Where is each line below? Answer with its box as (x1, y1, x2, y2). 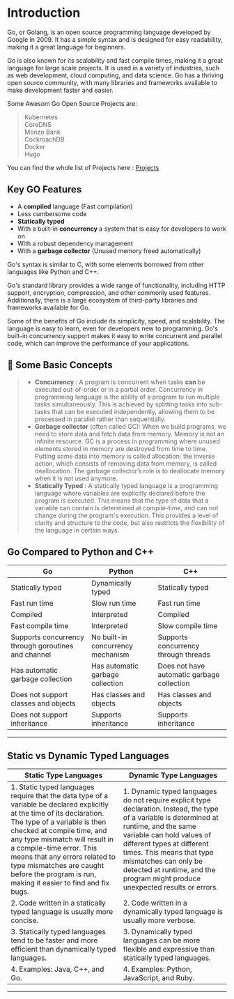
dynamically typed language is (123, 907, 223, 917)
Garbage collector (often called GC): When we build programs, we (34, 422, 226, 430)
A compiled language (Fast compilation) (17, 202, 133, 211)
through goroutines (10, 641, 74, 651)
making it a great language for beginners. (7, 43, 126, 51)
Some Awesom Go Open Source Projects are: (7, 99, 137, 107)
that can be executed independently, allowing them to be (52, 407, 215, 415)
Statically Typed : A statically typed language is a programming (34, 481, 218, 489)
